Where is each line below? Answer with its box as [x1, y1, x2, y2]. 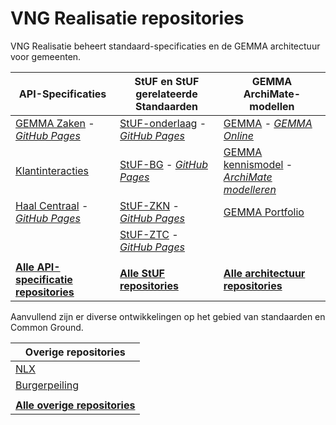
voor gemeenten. [10, 50, 82, 62]
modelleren [223, 182, 277, 196]
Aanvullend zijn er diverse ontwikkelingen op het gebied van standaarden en [10, 310, 326, 322]
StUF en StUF [134, 74, 200, 88]
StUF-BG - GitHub [119, 157, 208, 171]
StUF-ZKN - [119, 198, 180, 212]
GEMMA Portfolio [223, 205, 305, 219]
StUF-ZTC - [119, 227, 179, 241]
